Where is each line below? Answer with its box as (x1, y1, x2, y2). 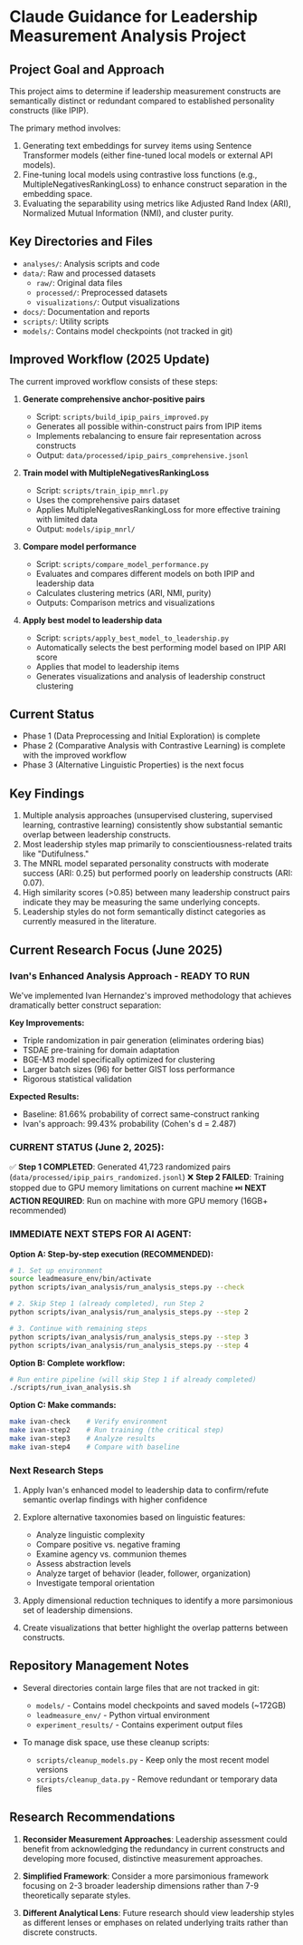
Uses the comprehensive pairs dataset (35, 494, 181, 505)
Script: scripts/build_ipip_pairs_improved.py (35, 411, 210, 422)
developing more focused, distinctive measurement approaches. (22, 1852, 263, 1863)
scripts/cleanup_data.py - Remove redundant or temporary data (35, 1774, 278, 1784)
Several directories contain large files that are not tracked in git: (22, 1682, 260, 1693)
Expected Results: (9, 1090, 80, 1101)
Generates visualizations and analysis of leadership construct (35, 670, 266, 681)
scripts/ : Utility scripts (22, 316, 109, 327)
